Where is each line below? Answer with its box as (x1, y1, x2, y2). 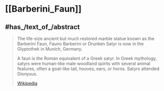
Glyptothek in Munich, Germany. (17, 46, 82, 52)
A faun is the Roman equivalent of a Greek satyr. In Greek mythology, (17, 55, 157, 61)
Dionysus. (17, 71, 38, 76)
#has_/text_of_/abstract (5, 23, 80, 31)
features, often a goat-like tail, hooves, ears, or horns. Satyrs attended (17, 66, 160, 72)
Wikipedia (17, 80, 38, 86)
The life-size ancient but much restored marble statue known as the (17, 36, 155, 41)
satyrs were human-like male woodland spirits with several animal (17, 61, 151, 66)
